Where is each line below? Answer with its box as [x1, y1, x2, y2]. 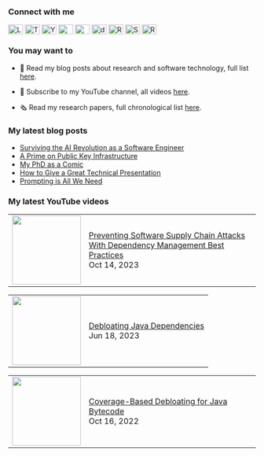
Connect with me [8, 6, 75, 17]
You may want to [8, 46, 73, 57]
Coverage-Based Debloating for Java [89, 396, 228, 407]
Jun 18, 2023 [89, 330, 140, 341]
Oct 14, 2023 [89, 259, 139, 270]
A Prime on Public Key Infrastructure [19, 152, 138, 161]
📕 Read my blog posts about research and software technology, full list [19, 63, 249, 72]
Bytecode [89, 406, 124, 417]
